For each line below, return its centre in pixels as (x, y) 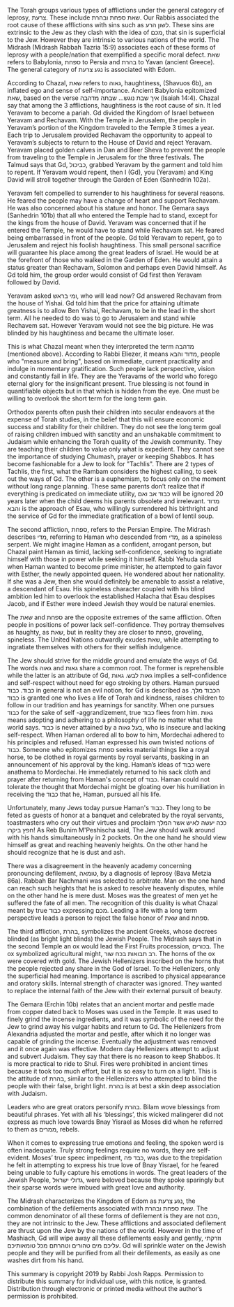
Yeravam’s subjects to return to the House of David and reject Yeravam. (110, 142)
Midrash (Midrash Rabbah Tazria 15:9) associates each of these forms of (111, 47)
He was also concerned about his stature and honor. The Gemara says (108, 208)
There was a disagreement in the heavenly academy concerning (99, 866)
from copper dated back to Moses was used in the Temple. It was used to (113, 1012)
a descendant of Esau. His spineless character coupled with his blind (106, 589)
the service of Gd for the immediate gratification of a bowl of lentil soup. (111, 516)
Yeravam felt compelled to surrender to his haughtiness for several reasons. (116, 193)
